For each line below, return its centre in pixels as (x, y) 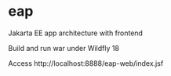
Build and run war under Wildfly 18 (64, 48)
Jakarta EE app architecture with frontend (76, 33)
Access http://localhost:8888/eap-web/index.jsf (86, 63)
